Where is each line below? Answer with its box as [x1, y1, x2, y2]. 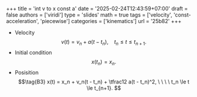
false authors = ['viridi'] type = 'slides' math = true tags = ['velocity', [6, 11, 173, 18]
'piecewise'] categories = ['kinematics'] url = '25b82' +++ [40, 18, 182, 24]
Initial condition [14, 48, 52, 56]
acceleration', [6, 18, 40, 24]
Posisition [14, 69, 39, 76]
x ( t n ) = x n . [91, 58, 117, 67]
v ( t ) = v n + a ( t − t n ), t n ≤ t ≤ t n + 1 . [61, 38, 147, 47]
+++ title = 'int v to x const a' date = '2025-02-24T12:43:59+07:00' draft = [6, 5, 188, 12]
